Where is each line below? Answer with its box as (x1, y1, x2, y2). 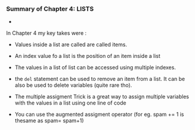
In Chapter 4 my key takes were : (6, 30, 87, 37)
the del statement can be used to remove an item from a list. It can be (14, 76, 186, 83)
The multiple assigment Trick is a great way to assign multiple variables (14, 93, 190, 100)
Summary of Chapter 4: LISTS (6, 5, 94, 13)
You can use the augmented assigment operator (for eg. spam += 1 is (14, 111, 184, 118)
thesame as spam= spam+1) (14, 117, 84, 124)
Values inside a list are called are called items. (14, 41, 127, 48)
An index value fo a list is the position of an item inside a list (14, 53, 161, 60)
